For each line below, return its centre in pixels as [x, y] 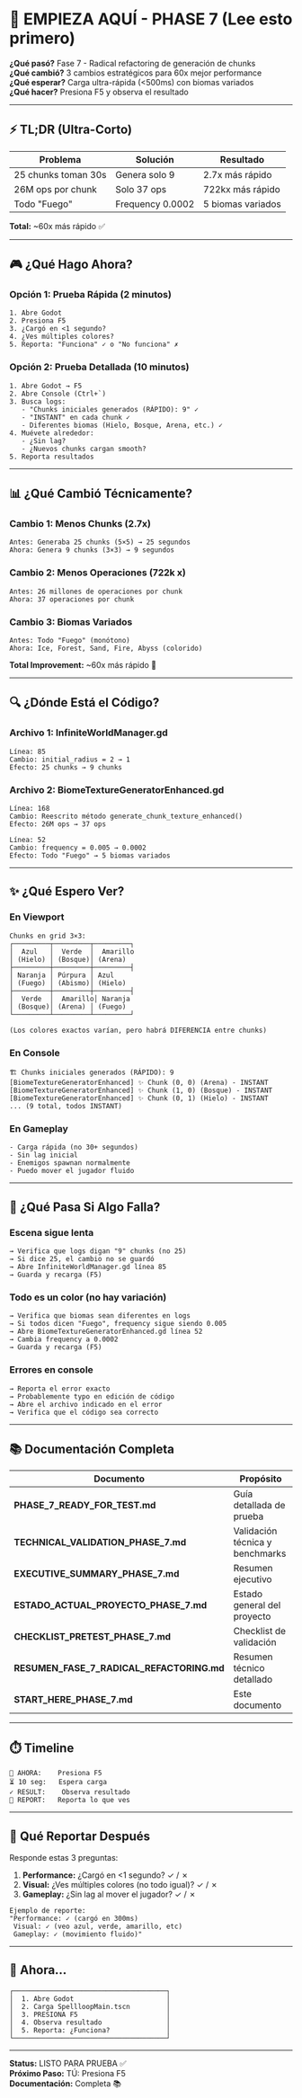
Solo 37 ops [141, 189]
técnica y [253, 1542]
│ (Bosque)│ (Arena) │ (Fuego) [68, 1007]
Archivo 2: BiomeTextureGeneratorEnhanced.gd [117, 789]
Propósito [261, 1479]
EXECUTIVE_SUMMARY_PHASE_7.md [97, 1574]
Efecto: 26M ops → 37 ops [58, 824]
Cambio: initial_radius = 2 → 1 [70, 760]
